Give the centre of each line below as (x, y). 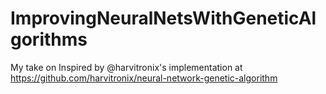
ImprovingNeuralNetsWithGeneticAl (163, 18)
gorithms (49, 39)
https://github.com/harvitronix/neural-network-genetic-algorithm (144, 78)
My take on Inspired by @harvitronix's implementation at (126, 67)
